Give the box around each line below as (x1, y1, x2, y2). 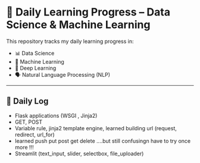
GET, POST (14, 118, 43, 126)
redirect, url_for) (14, 131, 55, 138)
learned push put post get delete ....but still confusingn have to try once (14, 137, 191, 145)
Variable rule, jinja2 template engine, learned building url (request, (14, 124, 177, 131)
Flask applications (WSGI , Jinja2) (14, 112, 98, 119)
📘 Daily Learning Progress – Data (6, 5, 171, 19)
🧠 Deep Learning (14, 64, 57, 71)
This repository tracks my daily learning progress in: (6, 37, 134, 45)
